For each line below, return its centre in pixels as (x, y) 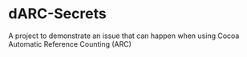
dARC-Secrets (57, 14)
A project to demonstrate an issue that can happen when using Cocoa (124, 36)
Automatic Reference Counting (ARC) (70, 44)
